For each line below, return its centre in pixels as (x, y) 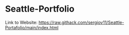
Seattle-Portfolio (40, 9)
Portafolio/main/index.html (32, 27)
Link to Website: (21, 22)
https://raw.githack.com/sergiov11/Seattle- (81, 22)
